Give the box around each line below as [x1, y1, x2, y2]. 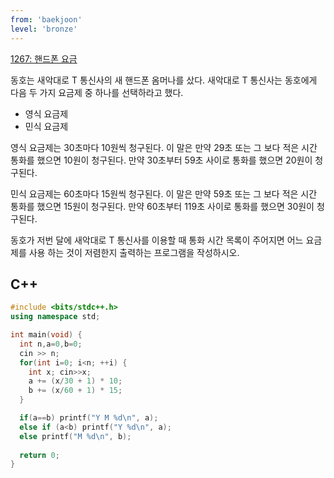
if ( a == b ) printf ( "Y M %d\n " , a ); [19, 413, 159, 423]
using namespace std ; [10, 312, 101, 322]
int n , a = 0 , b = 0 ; [19, 339, 83, 349]
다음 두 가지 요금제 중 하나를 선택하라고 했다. [10, 86, 184, 98]
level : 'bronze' [10, 24, 78, 34]
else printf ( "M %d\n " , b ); [19, 431, 132, 441]
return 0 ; [19, 450, 60, 460]
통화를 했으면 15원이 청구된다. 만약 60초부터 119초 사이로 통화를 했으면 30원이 [10, 200, 315, 212]
